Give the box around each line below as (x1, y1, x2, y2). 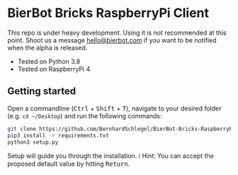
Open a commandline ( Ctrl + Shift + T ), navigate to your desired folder (7, 104, 222, 113)
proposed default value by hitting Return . (7, 159, 130, 168)
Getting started (7, 85, 76, 97)
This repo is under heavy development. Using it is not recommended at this (7, 28, 227, 37)
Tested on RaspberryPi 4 (17, 64, 91, 73)
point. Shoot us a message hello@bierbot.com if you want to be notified (7, 35, 217, 44)
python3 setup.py (7, 138, 59, 146)
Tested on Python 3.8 (17, 57, 81, 65)
